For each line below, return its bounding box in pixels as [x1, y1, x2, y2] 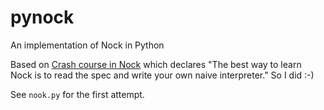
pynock [10, 6, 75, 29]
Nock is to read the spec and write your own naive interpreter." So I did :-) [10, 69, 315, 81]
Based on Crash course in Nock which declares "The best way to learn [10, 58, 302, 70]
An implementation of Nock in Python [10, 39, 165, 51]
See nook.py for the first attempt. [10, 88, 145, 100]
